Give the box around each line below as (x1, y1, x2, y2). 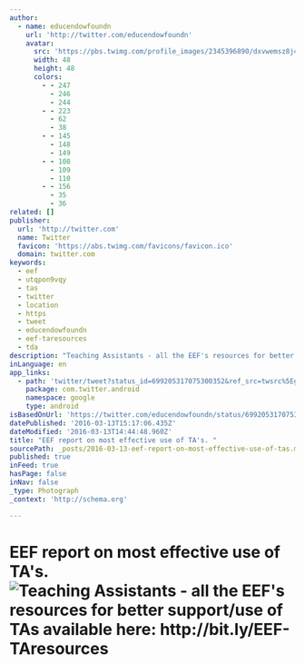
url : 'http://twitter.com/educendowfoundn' (25, 30, 193, 39)
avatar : (25, 38, 54, 48)
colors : (33, 73, 64, 82)
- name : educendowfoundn (17, 22, 112, 31)
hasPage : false (9, 470, 67, 479)
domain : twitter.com (17, 250, 95, 259)
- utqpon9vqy (17, 275, 67, 284)
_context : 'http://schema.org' (9, 494, 128, 504)
